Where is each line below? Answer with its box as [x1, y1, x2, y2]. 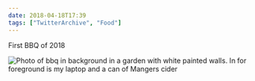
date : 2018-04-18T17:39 [8, 11, 87, 20]
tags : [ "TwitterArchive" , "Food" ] [8, 19, 122, 27]
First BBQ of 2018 [8, 40, 66, 50]
